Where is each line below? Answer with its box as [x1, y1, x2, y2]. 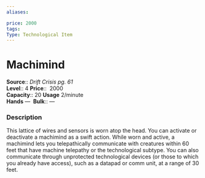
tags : [6, 26, 20, 32]
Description [6, 113, 42, 122]
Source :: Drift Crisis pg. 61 [6, 78, 74, 86]
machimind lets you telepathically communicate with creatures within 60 [6, 140, 189, 147]
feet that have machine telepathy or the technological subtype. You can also [6, 147, 199, 154]
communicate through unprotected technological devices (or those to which [6, 153, 199, 160]
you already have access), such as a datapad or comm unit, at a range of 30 [6, 160, 199, 167]
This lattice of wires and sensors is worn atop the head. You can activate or [6, 127, 197, 134]
